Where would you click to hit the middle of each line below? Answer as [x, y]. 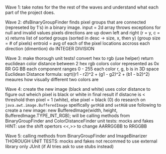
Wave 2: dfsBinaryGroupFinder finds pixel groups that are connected [76, 22]
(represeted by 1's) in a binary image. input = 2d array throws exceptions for [83, 27]
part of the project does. [30, 12]
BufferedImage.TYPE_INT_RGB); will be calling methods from [68, 116]
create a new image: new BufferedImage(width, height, [61, 110]
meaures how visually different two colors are [52, 79]
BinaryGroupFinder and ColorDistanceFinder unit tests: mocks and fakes [80, 121]
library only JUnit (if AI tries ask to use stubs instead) [60, 146]
